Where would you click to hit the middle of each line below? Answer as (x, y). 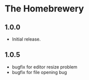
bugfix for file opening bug (39, 72)
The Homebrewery (44, 9)
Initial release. (26, 39)
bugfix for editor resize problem (44, 67)
